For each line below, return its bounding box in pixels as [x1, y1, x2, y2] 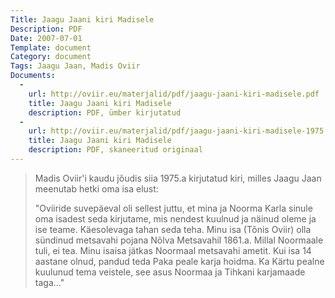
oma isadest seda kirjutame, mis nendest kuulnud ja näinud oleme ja [34, 212, 317, 225]
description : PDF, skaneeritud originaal [28, 145, 203, 155]
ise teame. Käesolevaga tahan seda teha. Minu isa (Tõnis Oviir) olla [34, 223, 312, 235]
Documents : [10, 71, 56, 81]
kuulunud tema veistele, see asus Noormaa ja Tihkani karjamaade [34, 266, 306, 278]
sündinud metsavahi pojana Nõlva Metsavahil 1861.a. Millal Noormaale [34, 234, 324, 246]
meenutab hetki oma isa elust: [34, 182, 159, 195]
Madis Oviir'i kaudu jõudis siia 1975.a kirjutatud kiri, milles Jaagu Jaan [34, 172, 322, 184]
